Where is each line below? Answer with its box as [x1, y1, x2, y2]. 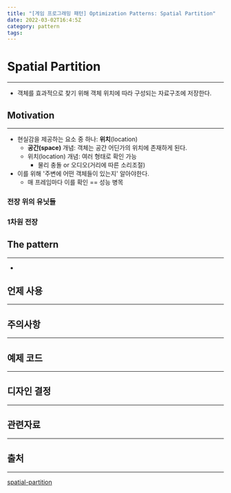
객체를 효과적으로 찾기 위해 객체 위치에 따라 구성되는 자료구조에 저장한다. [16, 89, 212, 97]
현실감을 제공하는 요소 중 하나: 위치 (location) [16, 135, 138, 143]
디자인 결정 [7, 386, 52, 397]
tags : [7, 29, 23, 36]
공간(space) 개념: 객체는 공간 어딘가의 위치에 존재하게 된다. [27, 144, 188, 151]
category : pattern [7, 23, 60, 30]
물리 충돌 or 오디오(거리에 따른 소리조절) [37, 161, 146, 169]
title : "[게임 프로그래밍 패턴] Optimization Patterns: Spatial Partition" [7, 10, 217, 17]
